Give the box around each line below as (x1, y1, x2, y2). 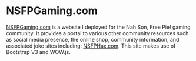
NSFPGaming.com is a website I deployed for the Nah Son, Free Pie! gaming (6, 23, 191, 30)
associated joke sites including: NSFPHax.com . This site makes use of (6, 42, 176, 49)
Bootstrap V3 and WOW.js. (6, 48, 71, 55)
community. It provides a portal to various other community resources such (6, 29, 189, 36)
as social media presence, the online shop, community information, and (6, 36, 180, 43)
